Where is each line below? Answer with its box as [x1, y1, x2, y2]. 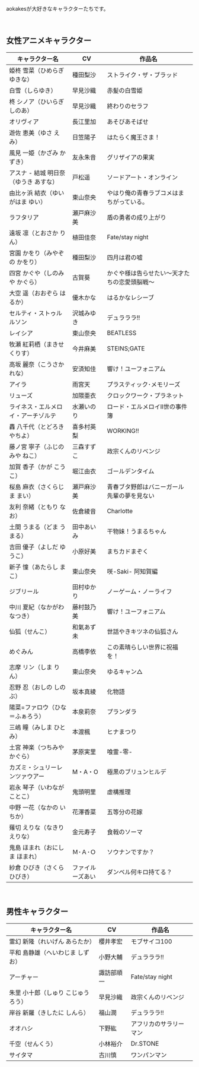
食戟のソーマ [107, 828, 143, 836]
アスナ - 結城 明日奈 [9, 169, 66, 177]
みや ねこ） [9, 451, 41, 460]
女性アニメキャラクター [6, 36, 92, 46]
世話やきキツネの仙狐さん [107, 627, 179, 635]
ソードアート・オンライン [107, 173, 178, 181]
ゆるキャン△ [107, 667, 143, 676]
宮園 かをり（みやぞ [9, 249, 65, 257]
